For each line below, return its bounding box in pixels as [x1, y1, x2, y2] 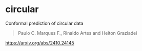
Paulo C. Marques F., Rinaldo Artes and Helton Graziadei [17, 30, 137, 36]
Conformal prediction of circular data [5, 20, 84, 26]
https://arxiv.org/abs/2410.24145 [5, 39, 74, 46]
